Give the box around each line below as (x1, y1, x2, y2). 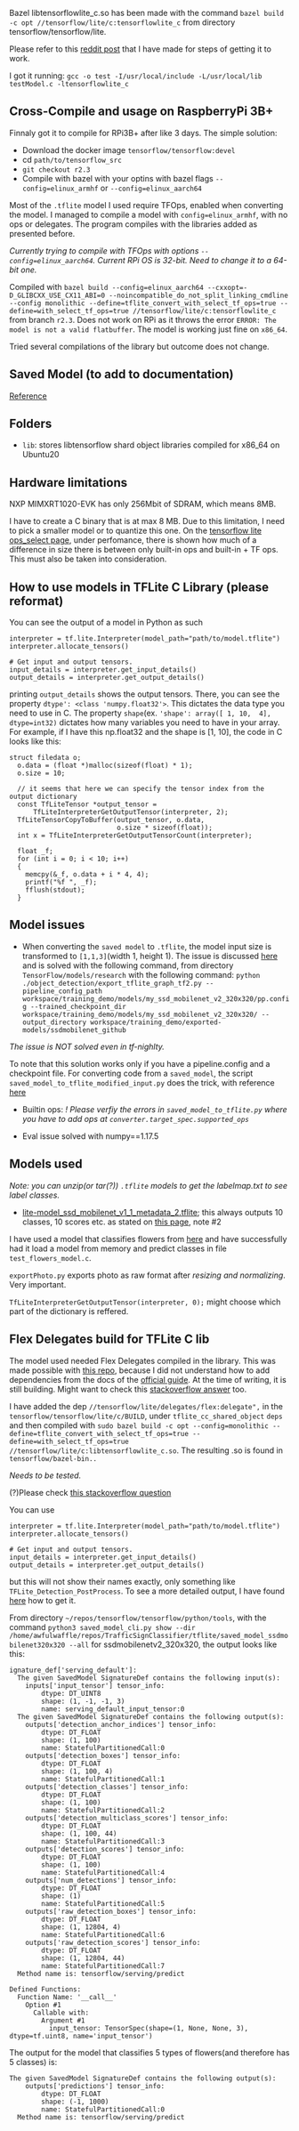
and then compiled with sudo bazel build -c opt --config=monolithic (9, 1419, 270, 1431)
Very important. (9, 1279, 67, 1289)
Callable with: (32, 2008, 90, 2017)
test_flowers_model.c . (9, 1252, 92, 1263)
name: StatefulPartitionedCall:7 (41, 1961, 166, 1970)
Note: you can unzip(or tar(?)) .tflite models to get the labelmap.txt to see (9, 1180, 287, 1191)
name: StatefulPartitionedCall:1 (41, 1774, 166, 1783)
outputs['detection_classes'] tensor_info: (25, 1782, 190, 1791)
